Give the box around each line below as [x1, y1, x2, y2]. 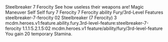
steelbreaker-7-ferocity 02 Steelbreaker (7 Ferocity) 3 [5, 15, 117, 21]
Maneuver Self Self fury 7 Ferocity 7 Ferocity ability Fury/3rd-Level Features [5, 9, 163, 15]
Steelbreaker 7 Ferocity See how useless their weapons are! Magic [5, 4, 144, 10]
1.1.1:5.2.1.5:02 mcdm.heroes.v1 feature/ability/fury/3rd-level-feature [22, 25, 163, 31]
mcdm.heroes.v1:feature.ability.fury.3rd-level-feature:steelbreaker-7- [5, 20, 149, 26]
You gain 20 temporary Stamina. [5, 31, 72, 36]
